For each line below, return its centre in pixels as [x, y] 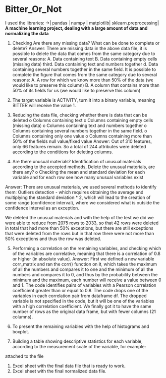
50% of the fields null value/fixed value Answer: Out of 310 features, [82, 141]
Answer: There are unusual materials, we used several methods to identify [81, 187]
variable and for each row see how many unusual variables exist [78, 177]
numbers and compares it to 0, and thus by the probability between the [85, 274]
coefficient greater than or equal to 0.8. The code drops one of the [80, 290]
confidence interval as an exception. [42, 208]
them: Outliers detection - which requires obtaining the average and [74, 192]
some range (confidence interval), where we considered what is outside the [83, 202]
